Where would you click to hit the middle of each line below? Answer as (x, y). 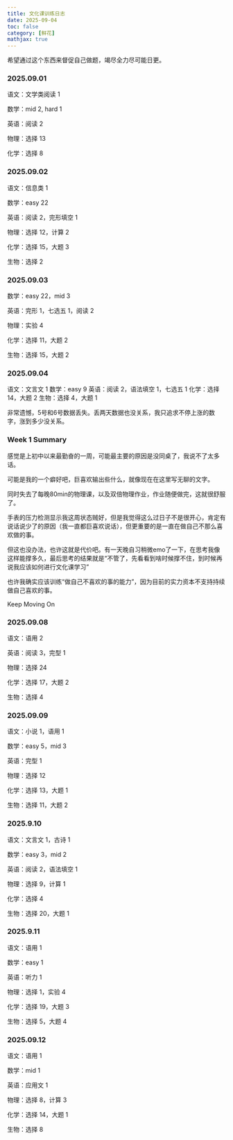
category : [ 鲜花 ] (31, 33)
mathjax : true (28, 40)
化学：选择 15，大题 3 (38, 246)
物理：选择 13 (27, 139)
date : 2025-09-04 (32, 20)
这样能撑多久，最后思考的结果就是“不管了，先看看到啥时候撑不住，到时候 (112, 558)
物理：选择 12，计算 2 (38, 232)
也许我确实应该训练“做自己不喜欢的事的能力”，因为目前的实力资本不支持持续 (116, 581)
